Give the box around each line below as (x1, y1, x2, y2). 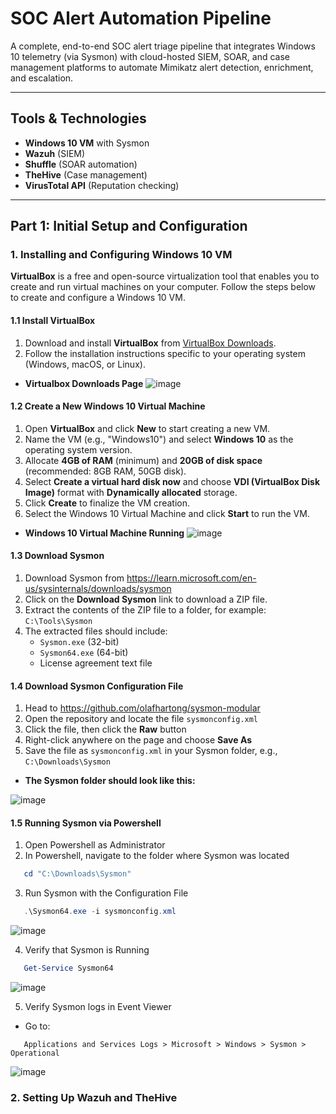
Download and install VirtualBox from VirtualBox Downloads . (24, 337, 277, 349)
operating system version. (24, 443, 133, 456)
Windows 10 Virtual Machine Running (24, 527, 185, 539)
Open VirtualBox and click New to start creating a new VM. (24, 422, 271, 434)
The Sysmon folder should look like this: (24, 775, 196, 787)
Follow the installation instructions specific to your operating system (24, 347, 306, 359)
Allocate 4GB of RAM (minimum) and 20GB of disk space (24, 454, 263, 466)
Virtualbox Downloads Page (24, 377, 144, 389)
